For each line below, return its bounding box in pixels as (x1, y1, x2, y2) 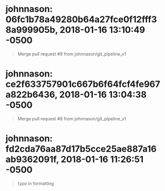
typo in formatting (17, 180, 55, 186)
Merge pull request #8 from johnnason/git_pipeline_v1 (17, 115, 127, 121)
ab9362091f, (5, 154, 59, 165)
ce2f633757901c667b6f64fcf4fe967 (5, 79, 161, 90)
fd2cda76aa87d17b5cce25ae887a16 (5, 143, 157, 155)
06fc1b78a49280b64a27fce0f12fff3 (5, 14, 157, 25)
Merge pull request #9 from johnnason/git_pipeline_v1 (17, 51, 127, 57)
